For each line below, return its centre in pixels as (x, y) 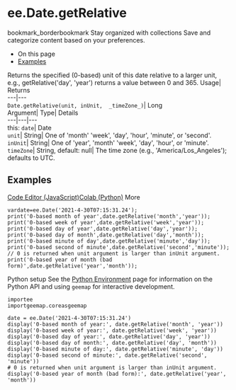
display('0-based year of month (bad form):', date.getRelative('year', (117, 374)
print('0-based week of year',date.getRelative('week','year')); (106, 222)
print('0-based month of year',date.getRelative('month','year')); (109, 216)
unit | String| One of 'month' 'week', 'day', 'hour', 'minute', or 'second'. (109, 135)
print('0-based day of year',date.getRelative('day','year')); (103, 229)
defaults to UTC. (31, 158)
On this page (36, 54)
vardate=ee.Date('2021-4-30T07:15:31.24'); (73, 210)
